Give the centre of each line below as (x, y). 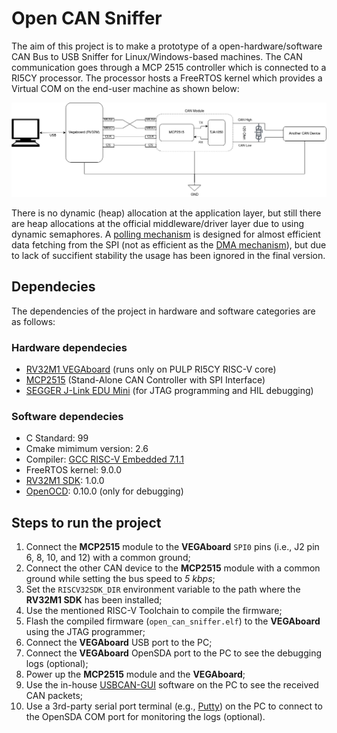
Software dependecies (67, 417)
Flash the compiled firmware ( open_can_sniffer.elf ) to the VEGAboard (173, 621)
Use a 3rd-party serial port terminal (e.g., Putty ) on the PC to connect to (174, 706)
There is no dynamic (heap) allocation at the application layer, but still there (166, 213)
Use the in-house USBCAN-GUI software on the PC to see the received (172, 685)
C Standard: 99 (57, 438)
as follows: (33, 321)
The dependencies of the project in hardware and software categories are (163, 311)
